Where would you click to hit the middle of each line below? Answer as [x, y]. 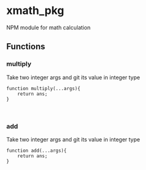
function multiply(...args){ [43, 88]
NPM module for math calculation [48, 27]
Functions [26, 47]
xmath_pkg [35, 11]
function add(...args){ [37, 151]
